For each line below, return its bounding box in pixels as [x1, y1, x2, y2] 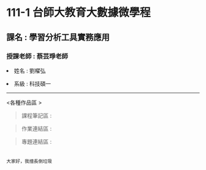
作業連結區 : [21, 125, 52, 132]
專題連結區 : [21, 137, 52, 145]
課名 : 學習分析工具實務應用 [6, 32, 110, 42]
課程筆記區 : [21, 112, 52, 119]
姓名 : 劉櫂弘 [14, 67, 46, 74]
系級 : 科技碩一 [14, 80, 51, 87]
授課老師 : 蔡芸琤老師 [6, 52, 69, 60]
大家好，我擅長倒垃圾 [6, 158, 52, 164]
